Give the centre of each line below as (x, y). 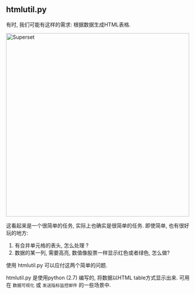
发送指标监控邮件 (60, 285)
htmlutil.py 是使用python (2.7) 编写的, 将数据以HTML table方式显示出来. (92, 278)
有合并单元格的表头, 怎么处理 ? (52, 245)
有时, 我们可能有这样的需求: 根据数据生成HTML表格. (68, 24)
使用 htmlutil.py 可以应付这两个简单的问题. (57, 265)
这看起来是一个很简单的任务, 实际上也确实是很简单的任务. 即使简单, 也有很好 (97, 225)
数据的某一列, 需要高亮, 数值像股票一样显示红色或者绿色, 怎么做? (92, 252)
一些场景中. (97, 285)
